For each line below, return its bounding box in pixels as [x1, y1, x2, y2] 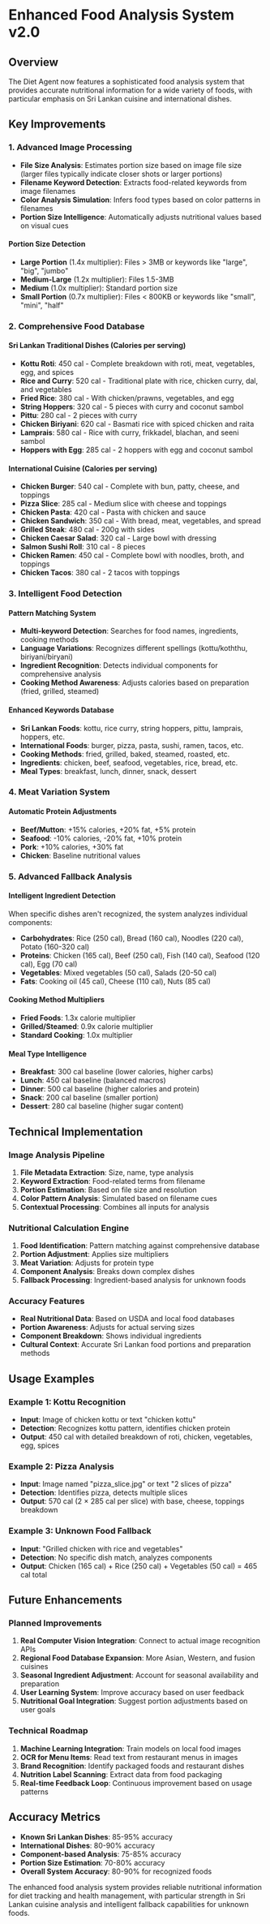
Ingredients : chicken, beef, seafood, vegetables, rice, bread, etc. [19, 757, 238, 768]
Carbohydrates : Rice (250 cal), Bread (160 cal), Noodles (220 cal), [19, 933, 244, 943]
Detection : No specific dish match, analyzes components [19, 1552, 212, 1562]
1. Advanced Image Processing [8, 142, 132, 153]
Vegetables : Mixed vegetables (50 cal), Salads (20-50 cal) [19, 967, 217, 977]
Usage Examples [8, 1371, 95, 1385]
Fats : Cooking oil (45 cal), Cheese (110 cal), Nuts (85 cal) [19, 976, 211, 986]
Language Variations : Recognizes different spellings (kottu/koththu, [19, 643, 248, 653]
